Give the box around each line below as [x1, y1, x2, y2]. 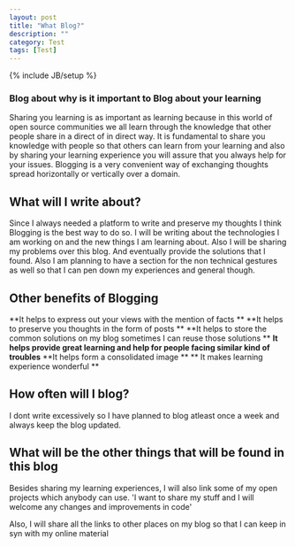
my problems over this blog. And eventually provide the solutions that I [9, 246, 266, 257]
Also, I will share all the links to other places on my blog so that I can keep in [9, 519, 287, 529]
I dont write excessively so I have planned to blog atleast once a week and [9, 410, 280, 420]
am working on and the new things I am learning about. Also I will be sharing [9, 236, 287, 248]
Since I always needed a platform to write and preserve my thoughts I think [9, 218, 283, 228]
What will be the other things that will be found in [9, 445, 285, 460]
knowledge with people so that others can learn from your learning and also [9, 141, 285, 151]
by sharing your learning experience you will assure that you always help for [9, 150, 287, 160]
